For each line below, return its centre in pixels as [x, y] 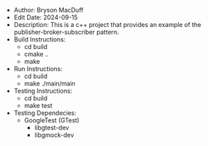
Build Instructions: [40, 39]
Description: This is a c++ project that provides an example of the [107, 25]
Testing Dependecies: [45, 113]
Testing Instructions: [43, 91]
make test [38, 106]
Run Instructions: [38, 69]
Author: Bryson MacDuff [49, 10]
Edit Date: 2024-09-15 [46, 17]
